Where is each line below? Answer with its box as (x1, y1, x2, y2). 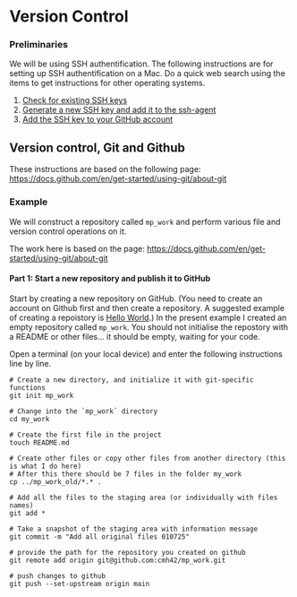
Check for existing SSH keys (21, 95, 128, 106)
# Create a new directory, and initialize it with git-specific (9, 375, 254, 385)
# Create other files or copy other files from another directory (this (9, 454, 286, 463)
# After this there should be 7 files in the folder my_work (9, 469, 242, 479)
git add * (9, 508, 47, 517)
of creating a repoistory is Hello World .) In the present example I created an (9, 312, 287, 323)
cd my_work (9, 414, 50, 423)
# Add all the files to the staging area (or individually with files (9, 493, 278, 502)
